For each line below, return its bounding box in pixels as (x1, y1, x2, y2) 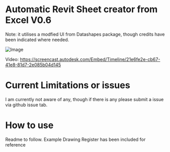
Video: (5, 56, 19, 62)
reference (5, 141, 26, 148)
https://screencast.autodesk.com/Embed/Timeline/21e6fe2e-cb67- (20, 56, 161, 62)
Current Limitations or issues (5, 80, 130, 91)
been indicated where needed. (5, 37, 70, 43)
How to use (5, 119, 54, 131)
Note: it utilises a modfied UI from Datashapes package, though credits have (5, 31, 165, 37)
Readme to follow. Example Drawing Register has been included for (5, 136, 146, 142)
